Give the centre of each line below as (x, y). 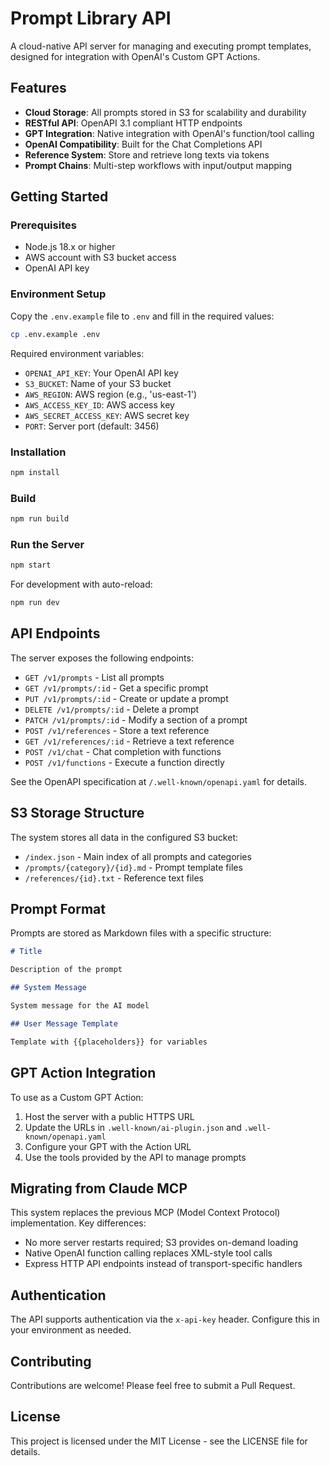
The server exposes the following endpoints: (102, 658)
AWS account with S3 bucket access (100, 258)
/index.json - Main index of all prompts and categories (138, 856)
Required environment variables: (77, 353)
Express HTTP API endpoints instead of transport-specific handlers (163, 1264)
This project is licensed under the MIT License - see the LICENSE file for (159, 1441)
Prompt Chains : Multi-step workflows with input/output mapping (158, 165)
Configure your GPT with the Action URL (108, 1146)
